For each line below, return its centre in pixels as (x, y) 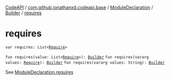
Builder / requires (24, 13)
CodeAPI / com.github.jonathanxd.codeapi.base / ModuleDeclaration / (79, 7)
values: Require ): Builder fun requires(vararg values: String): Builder (85, 63)
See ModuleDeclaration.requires (39, 72)
